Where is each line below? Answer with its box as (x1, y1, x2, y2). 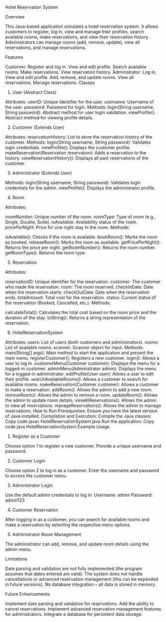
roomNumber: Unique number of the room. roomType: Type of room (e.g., (5, 214, 156, 220)
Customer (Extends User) (12, 124, 64, 130)
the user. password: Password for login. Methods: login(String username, (5, 104, 155, 110)
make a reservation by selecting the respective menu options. (5, 522, 131, 528)
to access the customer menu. (5, 473, 67, 478)
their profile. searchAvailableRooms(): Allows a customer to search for (5, 376, 148, 382)
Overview (5, 14, 25, 19)
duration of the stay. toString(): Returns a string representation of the (5, 315, 146, 320)
